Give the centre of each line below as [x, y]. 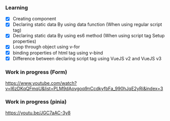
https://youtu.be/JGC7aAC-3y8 [38, 113]
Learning [17, 8]
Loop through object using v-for [46, 47]
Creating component [34, 19]
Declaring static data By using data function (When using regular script [87, 25]
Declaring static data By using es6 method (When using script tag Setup [89, 36]
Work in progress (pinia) [36, 102]
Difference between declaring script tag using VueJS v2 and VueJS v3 [87, 58]
